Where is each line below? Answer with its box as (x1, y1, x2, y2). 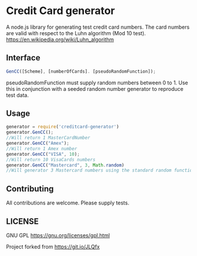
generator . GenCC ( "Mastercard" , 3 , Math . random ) (6, 162, 125, 168)
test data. (6, 91, 29, 98)
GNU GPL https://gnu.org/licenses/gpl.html (6, 231, 110, 238)
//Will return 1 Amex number (6, 145, 77, 152)
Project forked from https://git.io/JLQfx (6, 243, 100, 250)
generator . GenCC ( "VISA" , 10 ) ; (6, 151, 80, 157)
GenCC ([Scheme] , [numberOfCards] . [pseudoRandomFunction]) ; (6, 69, 157, 74)
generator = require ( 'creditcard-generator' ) (6, 124, 119, 130)
